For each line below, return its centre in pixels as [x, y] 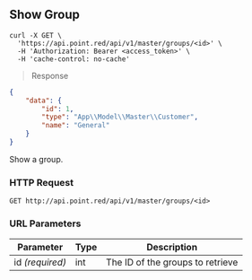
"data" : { [44, 101]
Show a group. [36, 159]
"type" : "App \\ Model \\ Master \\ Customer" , [120, 117]
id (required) [40, 262]
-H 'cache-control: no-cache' [74, 59]
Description [172, 247]
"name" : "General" [76, 126]
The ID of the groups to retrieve [172, 262]
